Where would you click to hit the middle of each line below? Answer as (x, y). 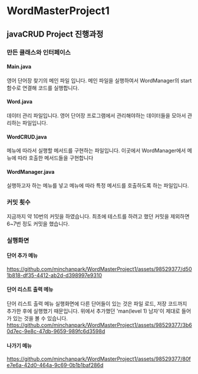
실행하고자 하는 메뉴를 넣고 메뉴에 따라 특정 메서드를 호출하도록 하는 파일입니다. (98, 186)
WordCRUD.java (27, 137)
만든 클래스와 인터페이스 (39, 52)
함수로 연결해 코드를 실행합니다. (43, 88)
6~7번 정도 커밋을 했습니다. (38, 224)
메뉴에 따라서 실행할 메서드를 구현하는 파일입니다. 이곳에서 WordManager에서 (96, 151)
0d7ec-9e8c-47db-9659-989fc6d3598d (56, 331)
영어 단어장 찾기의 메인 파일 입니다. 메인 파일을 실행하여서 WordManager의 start (99, 80)
